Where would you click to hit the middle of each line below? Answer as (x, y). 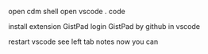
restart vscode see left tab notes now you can (83, 41)
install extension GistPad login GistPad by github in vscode (104, 26)
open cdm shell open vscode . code (67, 11)
